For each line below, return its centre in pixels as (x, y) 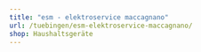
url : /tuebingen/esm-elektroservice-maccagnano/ (101, 26)
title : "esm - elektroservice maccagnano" (89, 17)
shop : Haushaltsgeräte (51, 33)
